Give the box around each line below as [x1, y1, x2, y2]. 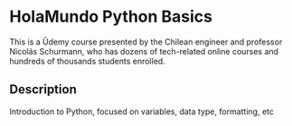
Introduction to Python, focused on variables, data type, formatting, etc [9, 106, 274, 117]
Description [9, 82, 77, 97]
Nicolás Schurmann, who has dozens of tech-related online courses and [9, 45, 278, 56]
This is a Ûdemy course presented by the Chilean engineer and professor [9, 36, 283, 47]
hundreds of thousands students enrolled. [9, 55, 165, 66]
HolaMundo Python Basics [9, 6, 213, 27]
